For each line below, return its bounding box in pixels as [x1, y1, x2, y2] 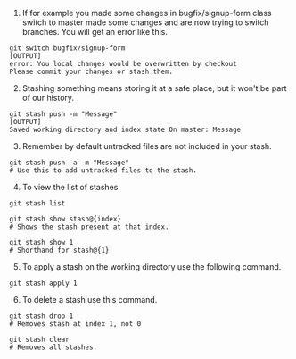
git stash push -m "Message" [9, 110, 118, 119]
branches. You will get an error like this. [21, 27, 168, 37]
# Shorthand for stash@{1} [9, 246, 110, 255]
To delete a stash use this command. [21, 295, 158, 305]
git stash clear [9, 335, 70, 344]
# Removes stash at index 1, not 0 [9, 320, 142, 329]
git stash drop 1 [9, 312, 74, 321]
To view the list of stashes [21, 182, 119, 192]
